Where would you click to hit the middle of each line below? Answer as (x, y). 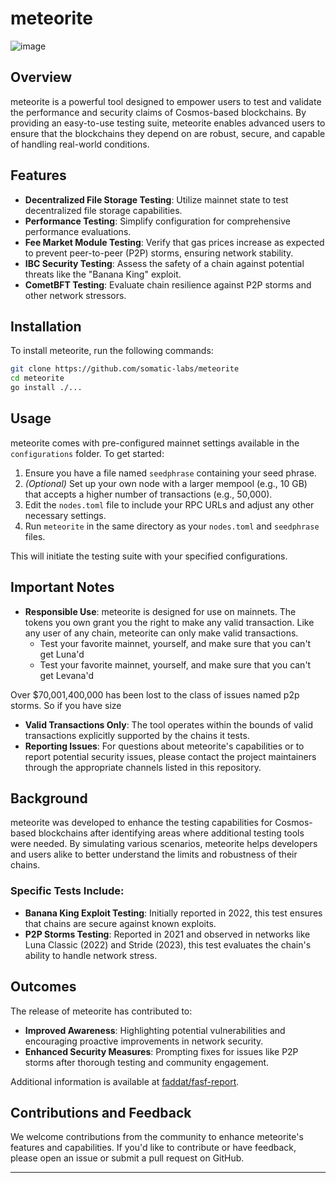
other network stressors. (75, 295)
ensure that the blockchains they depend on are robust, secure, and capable (168, 133)
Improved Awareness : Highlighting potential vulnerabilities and (155, 1030)
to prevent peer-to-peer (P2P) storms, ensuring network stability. (159, 253)
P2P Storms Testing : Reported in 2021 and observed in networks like (167, 934)
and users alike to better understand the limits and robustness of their (154, 854)
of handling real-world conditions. (80, 144)
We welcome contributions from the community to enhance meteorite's (157, 1137)
